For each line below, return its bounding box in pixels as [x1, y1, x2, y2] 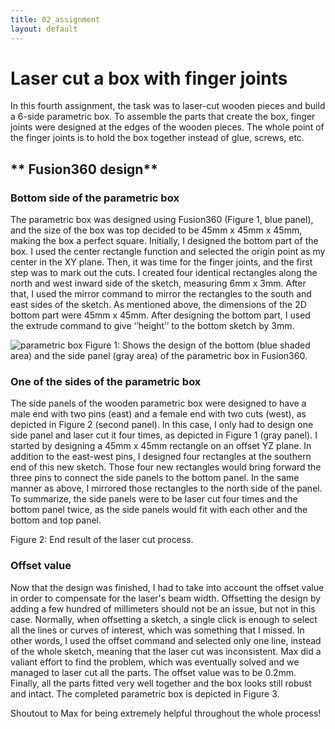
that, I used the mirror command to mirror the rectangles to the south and [10, 288, 312, 300]
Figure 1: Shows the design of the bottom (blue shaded [84, 339, 311, 351]
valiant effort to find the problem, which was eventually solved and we [10, 656, 300, 668]
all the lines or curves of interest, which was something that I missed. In [10, 624, 305, 636]
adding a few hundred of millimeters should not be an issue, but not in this [10, 602, 316, 615]
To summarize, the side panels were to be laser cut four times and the [10, 493, 298, 505]
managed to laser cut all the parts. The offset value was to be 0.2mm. [10, 666, 297, 678]
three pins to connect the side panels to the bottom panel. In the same [10, 472, 300, 484]
